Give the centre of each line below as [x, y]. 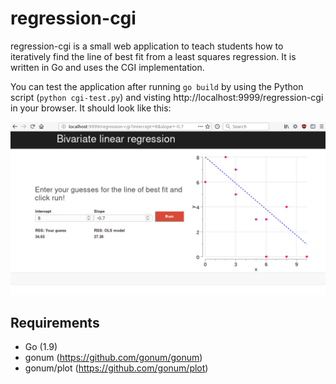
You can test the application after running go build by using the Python [157, 86]
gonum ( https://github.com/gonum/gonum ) [113, 358]
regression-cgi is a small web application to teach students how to [147, 46]
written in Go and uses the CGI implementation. [107, 67]
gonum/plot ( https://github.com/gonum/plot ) [116, 368]
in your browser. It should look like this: [91, 108]
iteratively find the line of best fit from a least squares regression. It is [153, 56]
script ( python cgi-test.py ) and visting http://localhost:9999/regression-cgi [167, 97]
